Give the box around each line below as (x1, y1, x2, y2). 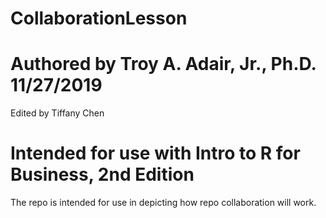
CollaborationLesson (10, 7, 188, 30)
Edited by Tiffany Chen (10, 107, 105, 119)
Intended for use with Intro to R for (10, 142, 301, 165)
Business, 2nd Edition (10, 163, 195, 186)
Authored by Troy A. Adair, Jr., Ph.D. (10, 53, 317, 76)
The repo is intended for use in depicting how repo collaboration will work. (10, 197, 317, 209)
